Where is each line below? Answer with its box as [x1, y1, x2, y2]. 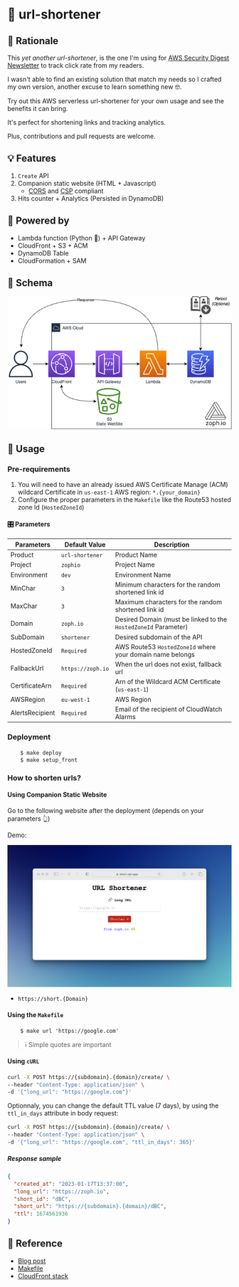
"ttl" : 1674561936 [14, 1210, 69, 1218]
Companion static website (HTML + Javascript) [17, 179, 156, 187]
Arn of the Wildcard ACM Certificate [115, 678, 221, 686]
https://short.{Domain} [17, 996, 89, 1003]
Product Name [115, 551, 158, 560]
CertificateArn [10, 681, 52, 690]
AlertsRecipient [10, 708, 55, 718]
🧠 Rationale [7, 35, 59, 47]
